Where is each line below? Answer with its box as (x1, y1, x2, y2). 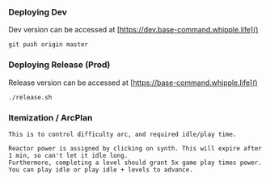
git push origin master (8, 40, 89, 49)
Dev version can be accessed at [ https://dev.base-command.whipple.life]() (8, 25, 259, 35)
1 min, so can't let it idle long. (8, 151, 129, 159)
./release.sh (8, 93, 53, 101)
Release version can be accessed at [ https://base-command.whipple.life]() (8, 78, 258, 87)
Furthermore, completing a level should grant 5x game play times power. (8, 159, 263, 167)
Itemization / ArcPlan (8, 112, 93, 123)
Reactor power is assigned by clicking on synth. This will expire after (8, 144, 263, 152)
